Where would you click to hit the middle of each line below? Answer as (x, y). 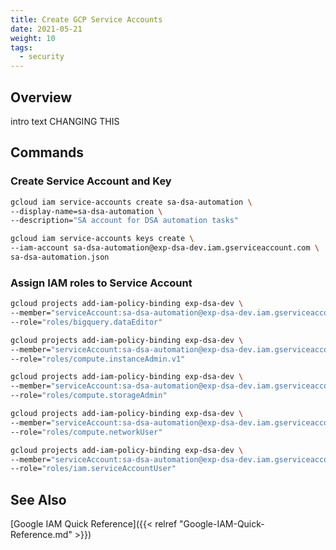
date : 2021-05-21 (46, 29)
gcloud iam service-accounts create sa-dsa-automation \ (131, 202)
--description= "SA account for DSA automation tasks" (125, 221)
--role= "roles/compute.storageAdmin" (89, 396)
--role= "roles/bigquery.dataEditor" (86, 322)
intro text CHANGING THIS (65, 121)
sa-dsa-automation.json (60, 257)
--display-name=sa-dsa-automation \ (86, 211)
